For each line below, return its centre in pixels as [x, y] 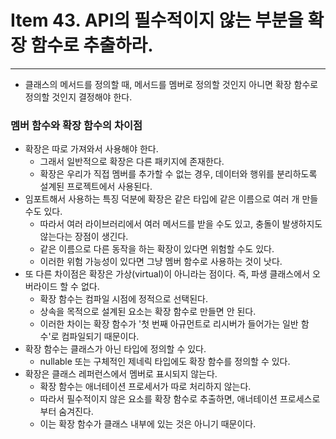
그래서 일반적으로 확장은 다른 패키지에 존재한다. [132, 162]
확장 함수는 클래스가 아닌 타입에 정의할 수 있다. [115, 349]
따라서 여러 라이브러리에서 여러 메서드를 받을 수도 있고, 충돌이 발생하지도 [181, 224]
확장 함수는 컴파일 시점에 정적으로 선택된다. [124, 299]
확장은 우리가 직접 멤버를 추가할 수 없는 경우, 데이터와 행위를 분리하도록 [178, 174]
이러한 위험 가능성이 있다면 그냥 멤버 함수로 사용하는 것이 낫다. [161, 262]
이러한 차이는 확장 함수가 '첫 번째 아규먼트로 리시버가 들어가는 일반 [169, 324]
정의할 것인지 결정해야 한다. [78, 97]
